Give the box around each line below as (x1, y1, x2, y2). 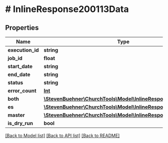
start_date (7, 63, 33, 69)
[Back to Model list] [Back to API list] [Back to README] (5, 132, 120, 138)
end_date (7, 71, 31, 78)
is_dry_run (7, 120, 33, 126)
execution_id (7, 46, 39, 53)
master (7, 111, 25, 118)
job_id (7, 55, 22, 61)
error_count (7, 87, 36, 94)
